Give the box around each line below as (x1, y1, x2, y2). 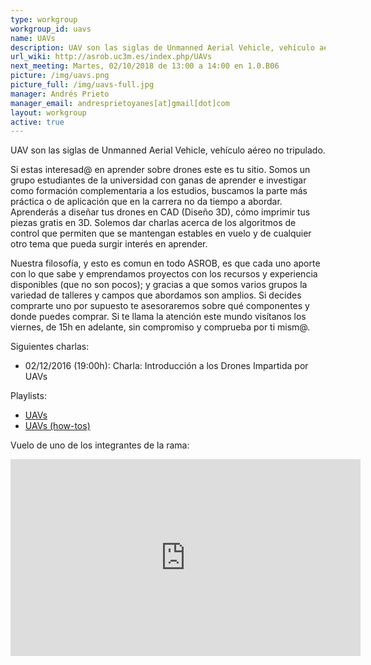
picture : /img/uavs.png (10, 71, 110, 81)
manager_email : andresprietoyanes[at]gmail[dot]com (10, 98, 230, 108)
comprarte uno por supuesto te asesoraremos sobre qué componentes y (10, 300, 310, 312)
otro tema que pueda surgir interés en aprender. (10, 238, 208, 250)
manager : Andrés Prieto (10, 89, 110, 99)
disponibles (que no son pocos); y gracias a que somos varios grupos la (10, 279, 308, 291)
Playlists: (10, 390, 47, 402)
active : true (10, 117, 65, 127)
